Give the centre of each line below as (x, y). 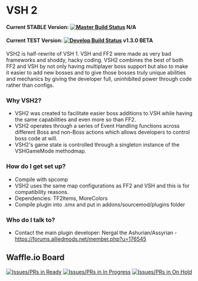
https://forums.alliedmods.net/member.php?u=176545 (80, 239)
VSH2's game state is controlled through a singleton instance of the (97, 145)
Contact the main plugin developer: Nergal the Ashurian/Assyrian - (96, 232)
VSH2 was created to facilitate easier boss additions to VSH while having (103, 114)
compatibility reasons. (42, 192)
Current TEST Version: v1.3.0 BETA (80, 41)
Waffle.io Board (35, 258)
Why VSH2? (24, 100)
